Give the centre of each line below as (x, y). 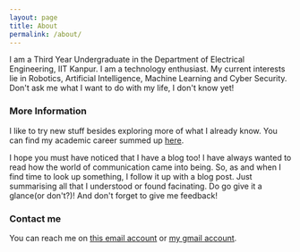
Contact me (35, 218)
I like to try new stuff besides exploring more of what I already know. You (143, 130)
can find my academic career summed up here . (97, 140)
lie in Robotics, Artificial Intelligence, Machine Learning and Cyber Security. (148, 79)
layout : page (34, 17)
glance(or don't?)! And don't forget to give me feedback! (113, 195)
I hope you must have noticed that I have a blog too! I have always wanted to (150, 157)
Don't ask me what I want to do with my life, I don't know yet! (122, 88)
